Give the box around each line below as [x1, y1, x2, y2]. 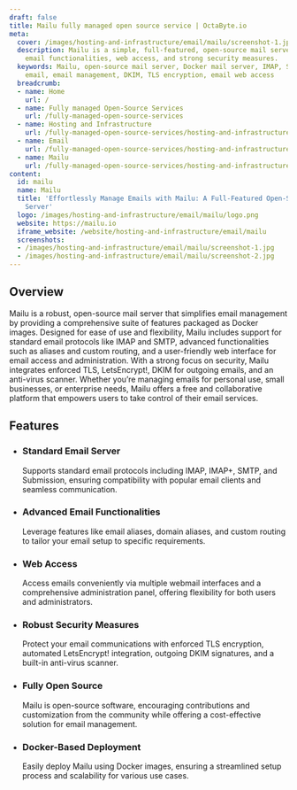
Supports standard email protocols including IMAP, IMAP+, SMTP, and [21, 465, 278, 476]
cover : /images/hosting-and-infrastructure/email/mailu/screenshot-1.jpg [17, 37, 294, 47]
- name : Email [17, 136, 69, 145]
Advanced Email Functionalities [21, 506, 161, 518]
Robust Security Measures [21, 619, 140, 631]
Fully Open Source [21, 679, 103, 692]
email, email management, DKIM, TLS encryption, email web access [25, 71, 275, 80]
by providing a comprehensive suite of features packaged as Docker [9, 317, 259, 328]
